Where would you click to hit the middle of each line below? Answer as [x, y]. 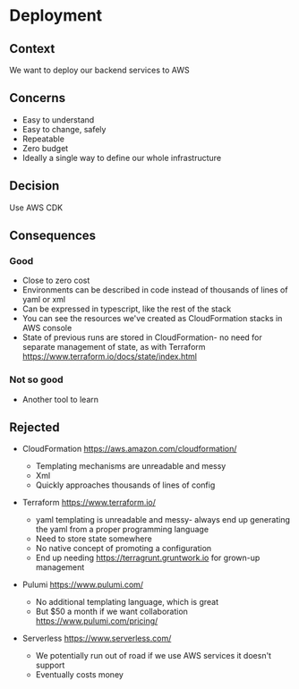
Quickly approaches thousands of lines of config [125, 485]
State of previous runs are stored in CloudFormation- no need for [142, 337]
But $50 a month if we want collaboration [111, 612]
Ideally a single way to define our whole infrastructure [122, 157]
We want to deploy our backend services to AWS [99, 70]
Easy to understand [58, 119]
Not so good [37, 379]
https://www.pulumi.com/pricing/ [97, 621]
